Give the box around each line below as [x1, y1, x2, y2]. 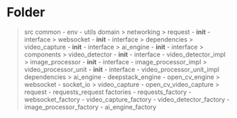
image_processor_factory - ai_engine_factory [23, 102, 157, 111]
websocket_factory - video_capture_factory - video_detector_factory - [23, 95, 230, 103]
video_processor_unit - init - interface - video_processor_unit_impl [23, 65, 219, 73]
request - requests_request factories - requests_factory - [23, 88, 192, 96]
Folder [6, 4, 45, 20]
